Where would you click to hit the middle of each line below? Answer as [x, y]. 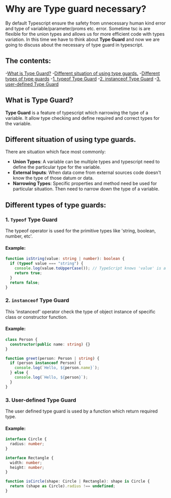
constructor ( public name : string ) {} [50, 344]
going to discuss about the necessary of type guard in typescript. [74, 45]
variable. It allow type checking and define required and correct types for [82, 118]
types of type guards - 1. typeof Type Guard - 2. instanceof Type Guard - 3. [83, 79]
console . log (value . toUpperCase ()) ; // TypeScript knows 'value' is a [90, 268]
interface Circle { [26, 439]
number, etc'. [19, 236]
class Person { [22, 339]
